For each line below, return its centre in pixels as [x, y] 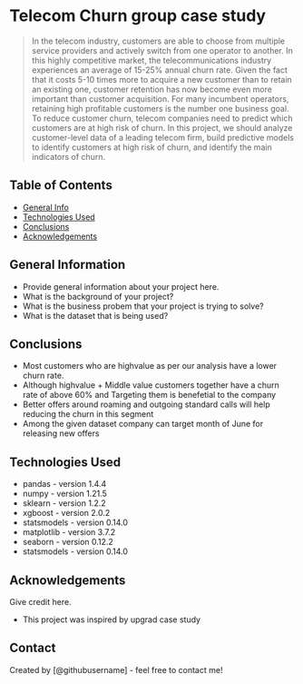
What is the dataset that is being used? [95, 315]
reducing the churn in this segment [88, 414]
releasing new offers [61, 433]
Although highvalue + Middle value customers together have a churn [151, 385]
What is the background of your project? [98, 296]
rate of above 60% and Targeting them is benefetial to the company [149, 395]
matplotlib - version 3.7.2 [69, 532]
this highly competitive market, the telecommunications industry [151, 60]
